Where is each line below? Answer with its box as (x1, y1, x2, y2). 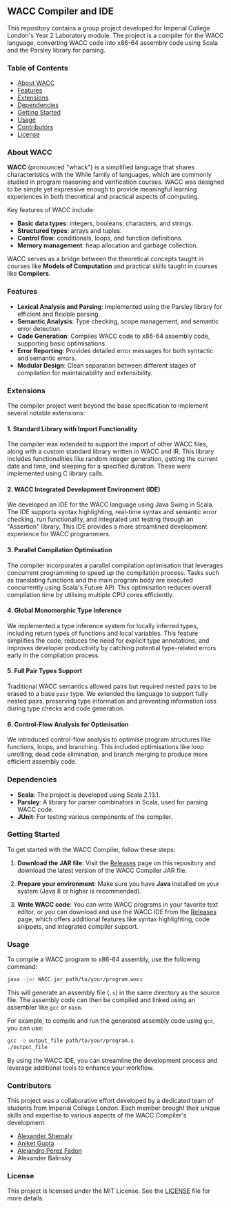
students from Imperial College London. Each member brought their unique (7, 1104, 221, 1112)
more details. (7, 1194, 45, 1202)
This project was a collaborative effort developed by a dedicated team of (7, 1097, 214, 1105)
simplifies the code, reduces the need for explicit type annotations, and (7, 636, 210, 645)
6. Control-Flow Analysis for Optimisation (7, 720, 129, 728)
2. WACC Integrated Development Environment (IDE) (7, 485, 161, 493)
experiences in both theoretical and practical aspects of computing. (7, 193, 200, 201)
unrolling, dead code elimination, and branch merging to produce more (7, 750, 208, 759)
